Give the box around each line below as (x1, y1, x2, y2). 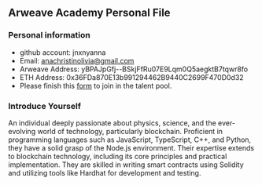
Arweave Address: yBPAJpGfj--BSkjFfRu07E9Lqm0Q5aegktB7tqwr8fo (19, 64, 249, 74)
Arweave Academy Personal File (8, 6, 171, 20)
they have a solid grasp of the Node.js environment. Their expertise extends (8, 143, 254, 152)
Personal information (8, 30, 90, 41)
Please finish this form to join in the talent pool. (19, 81, 172, 90)
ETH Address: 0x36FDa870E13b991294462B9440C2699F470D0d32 (19, 72, 244, 82)
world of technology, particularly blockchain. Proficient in (37, 126, 223, 136)
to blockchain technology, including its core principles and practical (8, 151, 227, 161)
